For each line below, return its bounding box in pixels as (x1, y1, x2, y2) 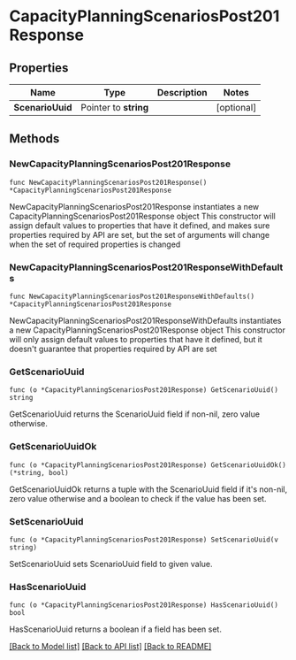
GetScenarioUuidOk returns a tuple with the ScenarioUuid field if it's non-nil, (9, 484, 288, 495)
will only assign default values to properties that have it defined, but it (9, 334, 262, 344)
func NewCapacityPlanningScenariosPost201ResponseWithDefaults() (9, 292, 254, 301)
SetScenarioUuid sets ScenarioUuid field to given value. (9, 558, 214, 569)
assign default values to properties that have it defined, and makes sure (9, 219, 270, 231)
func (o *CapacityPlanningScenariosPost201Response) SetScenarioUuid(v (9, 535, 278, 544)
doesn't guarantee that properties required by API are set (9, 343, 217, 354)
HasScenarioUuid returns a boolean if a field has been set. (9, 624, 223, 634)
